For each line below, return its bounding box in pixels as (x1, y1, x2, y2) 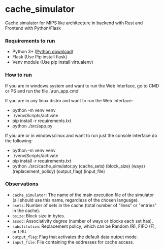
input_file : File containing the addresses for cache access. (12, 239, 134, 245)
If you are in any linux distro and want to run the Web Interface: (5, 97, 133, 103)
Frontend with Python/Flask (5, 25, 61, 31)
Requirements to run (5, 37, 55, 44)
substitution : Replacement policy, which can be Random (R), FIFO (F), (12, 223, 156, 229)
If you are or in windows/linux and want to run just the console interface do (5, 132, 158, 138)
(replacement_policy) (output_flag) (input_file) (12, 168, 105, 174)
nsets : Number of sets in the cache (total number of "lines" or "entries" (12, 202, 157, 208)
